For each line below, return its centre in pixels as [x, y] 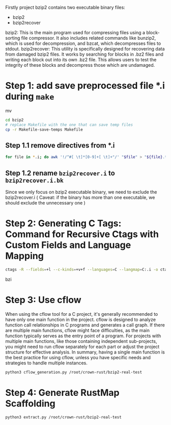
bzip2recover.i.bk [34, 180]
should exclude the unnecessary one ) [45, 203]
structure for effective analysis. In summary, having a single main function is [85, 352]
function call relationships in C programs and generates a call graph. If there [85, 325]
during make [30, 97]
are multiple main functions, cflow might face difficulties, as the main [78, 330]
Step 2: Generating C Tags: [63, 223]
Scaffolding [30, 403]
